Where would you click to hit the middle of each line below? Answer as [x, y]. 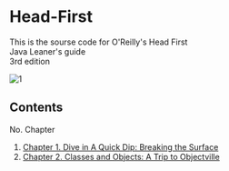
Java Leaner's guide [48, 51]
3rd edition [30, 61]
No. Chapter [32, 129]
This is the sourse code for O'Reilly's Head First [99, 42]
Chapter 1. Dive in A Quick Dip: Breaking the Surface [120, 146]
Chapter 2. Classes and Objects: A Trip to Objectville [121, 156]
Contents [36, 108]
